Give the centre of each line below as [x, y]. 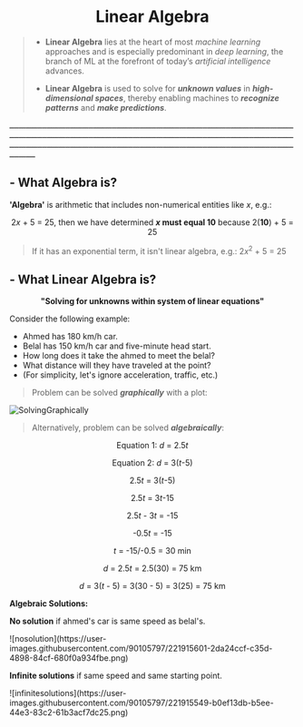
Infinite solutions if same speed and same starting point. [116, 676]
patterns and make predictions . [106, 107]
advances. [64, 71]
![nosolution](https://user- [58, 639]
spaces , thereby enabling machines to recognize [187, 98]
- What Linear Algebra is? [83, 279]
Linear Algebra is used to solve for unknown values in [148, 88]
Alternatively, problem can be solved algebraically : [128, 427]
